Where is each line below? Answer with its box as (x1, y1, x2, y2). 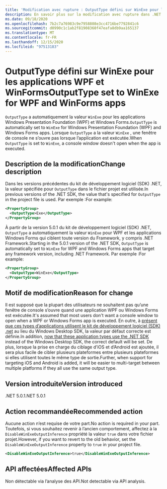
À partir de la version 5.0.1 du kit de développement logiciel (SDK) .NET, (5, 225, 152, 230)
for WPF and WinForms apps (5, 97, 126, 108)
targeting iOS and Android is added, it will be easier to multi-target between (5, 360, 160, 366)
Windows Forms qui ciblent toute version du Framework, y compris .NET (5, 235, 154, 241)
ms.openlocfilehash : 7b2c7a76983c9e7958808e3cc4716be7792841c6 (5, 21, 139, 26)
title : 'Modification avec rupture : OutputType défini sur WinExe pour (5, 7, 159, 12)
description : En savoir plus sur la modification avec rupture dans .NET (5, 12, 162, 17)
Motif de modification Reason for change (5, 289, 133, 297)
